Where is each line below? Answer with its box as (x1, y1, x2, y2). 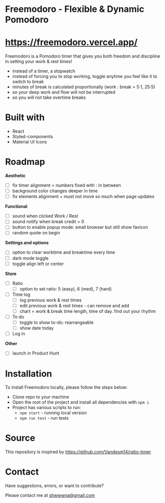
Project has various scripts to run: (12, 405, 82, 411)
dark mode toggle (12, 255, 49, 261)
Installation (5, 368, 52, 379)
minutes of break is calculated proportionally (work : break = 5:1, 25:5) (12, 84, 156, 90)
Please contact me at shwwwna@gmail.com (5, 493, 95, 499)
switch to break (12, 78, 44, 85)
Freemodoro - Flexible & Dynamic (5, 3, 145, 15)
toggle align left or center (12, 261, 64, 267)
